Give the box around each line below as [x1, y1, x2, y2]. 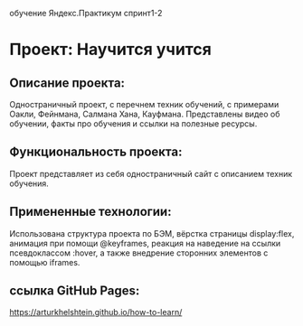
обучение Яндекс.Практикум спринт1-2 [9, 8, 163, 18]
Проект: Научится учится [9, 40, 213, 60]
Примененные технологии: [9, 204, 172, 219]
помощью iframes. [9, 256, 80, 267]
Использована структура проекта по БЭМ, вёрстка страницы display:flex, [9, 228, 295, 238]
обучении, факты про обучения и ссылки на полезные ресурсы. [9, 118, 258, 129]
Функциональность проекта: [9, 144, 183, 160]
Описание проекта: [9, 75, 125, 90]
